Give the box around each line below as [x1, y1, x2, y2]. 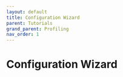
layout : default [6, 8, 47, 15]
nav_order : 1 [6, 32, 39, 38]
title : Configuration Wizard [6, 15, 80, 21]
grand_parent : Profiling [6, 25, 69, 32]
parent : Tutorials [6, 20, 53, 26]
